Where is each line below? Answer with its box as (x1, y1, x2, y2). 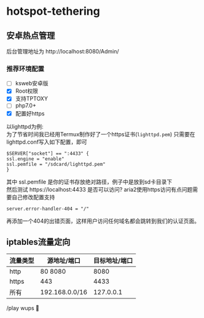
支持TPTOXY (15, 95, 48, 103)
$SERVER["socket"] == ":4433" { (6, 150, 89, 157)
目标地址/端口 (93, 257, 133, 265)
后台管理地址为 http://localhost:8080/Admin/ (6, 48, 119, 55)
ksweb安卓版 (15, 80, 49, 87)
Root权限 (15, 87, 38, 95)
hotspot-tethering (6, 4, 100, 18)
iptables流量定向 (6, 237, 71, 247)
